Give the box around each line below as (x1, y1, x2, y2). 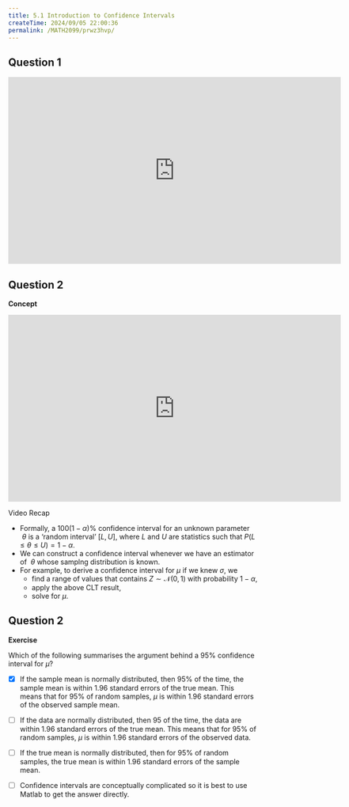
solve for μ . (31, 591, 69, 601)
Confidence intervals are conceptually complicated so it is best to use (19, 781, 248, 790)
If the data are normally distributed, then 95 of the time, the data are (19, 715, 242, 725)
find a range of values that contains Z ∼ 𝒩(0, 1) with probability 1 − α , (31, 574, 258, 583)
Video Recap (8, 508, 50, 517)
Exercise (8, 635, 38, 645)
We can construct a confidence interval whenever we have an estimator (19, 549, 255, 558)
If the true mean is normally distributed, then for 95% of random (19, 748, 230, 757)
